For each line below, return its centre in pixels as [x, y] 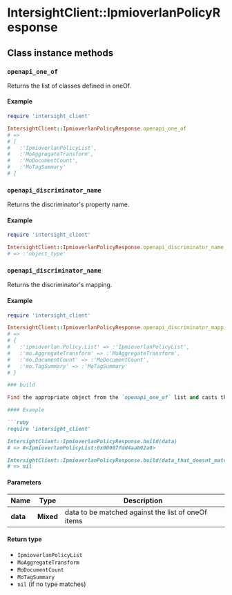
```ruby [18, 422]
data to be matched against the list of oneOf [136, 512]
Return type [25, 539]
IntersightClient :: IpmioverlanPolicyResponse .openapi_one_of [97, 128]
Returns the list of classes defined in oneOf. [69, 86]
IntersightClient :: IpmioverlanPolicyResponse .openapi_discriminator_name [116, 247]
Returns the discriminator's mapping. [60, 285]
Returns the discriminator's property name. [68, 204]
